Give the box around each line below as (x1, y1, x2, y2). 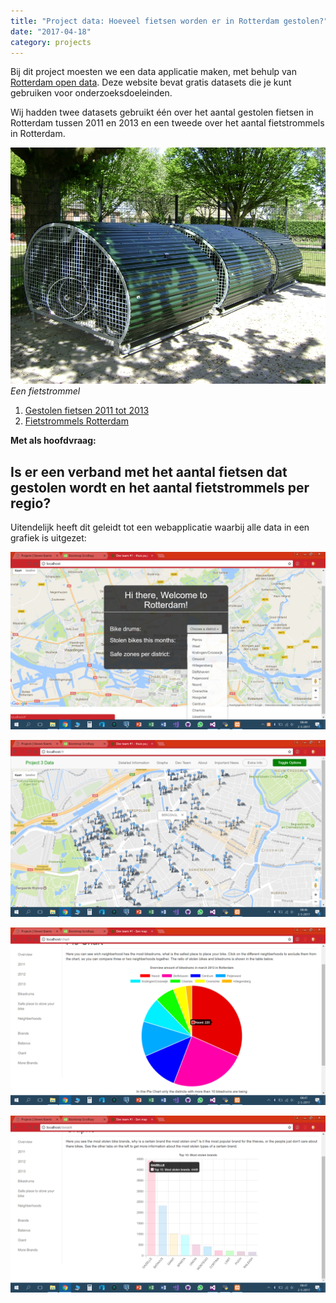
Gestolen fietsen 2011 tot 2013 (24, 405, 150, 417)
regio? (10, 495, 52, 512)
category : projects (10, 37, 92, 47)
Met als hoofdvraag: (10, 435, 97, 447)
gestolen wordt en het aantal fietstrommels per (10, 479, 310, 496)
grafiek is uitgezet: (10, 532, 87, 544)
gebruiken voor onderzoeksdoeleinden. (10, 87, 173, 99)
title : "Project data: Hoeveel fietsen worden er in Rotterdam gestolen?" (10, 16, 329, 26)
